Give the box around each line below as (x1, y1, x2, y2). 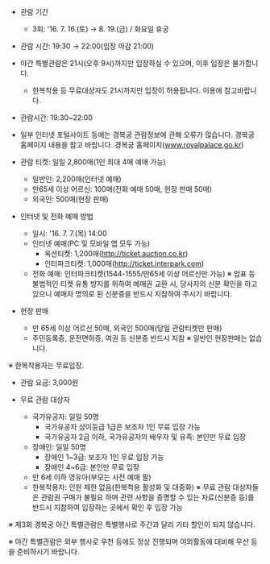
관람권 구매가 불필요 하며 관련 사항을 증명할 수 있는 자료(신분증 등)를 (40, 492, 255, 502)
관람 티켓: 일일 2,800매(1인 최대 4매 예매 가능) (19, 157, 167, 167)
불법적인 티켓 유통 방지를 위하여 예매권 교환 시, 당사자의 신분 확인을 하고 (31, 279, 258, 288)
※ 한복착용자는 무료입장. (8, 361, 85, 370)
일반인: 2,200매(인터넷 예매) (31, 174, 123, 184)
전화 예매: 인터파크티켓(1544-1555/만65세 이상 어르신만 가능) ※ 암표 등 (31, 269, 255, 278)
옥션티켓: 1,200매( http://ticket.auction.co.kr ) (44, 249, 189, 258)
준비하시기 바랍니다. (16, 547, 80, 556)
